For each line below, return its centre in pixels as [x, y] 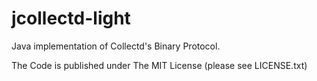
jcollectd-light [71, 18]
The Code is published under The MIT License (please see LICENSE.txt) [159, 65]
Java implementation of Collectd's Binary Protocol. [116, 46]
